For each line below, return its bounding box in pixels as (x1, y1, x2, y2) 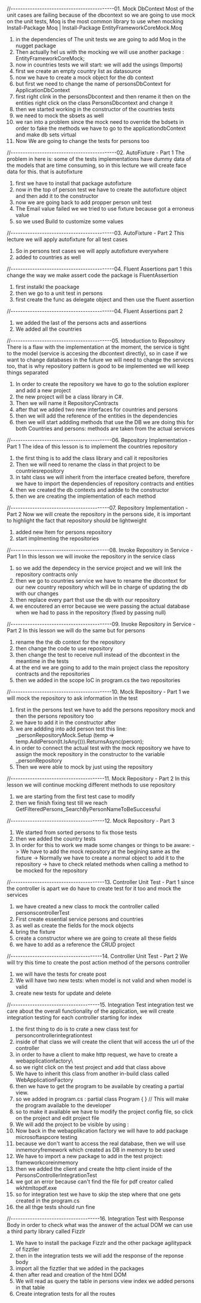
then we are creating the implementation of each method (15, 493, 156, 500)
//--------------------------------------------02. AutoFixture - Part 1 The (7, 149, 185, 156)
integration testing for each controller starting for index (7, 1014, 142, 1021)
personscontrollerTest (15, 909, 70, 916)
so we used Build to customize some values (15, 218, 124, 225)
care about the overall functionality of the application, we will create (7, 1007, 174, 1015)
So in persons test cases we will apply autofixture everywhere (15, 248, 169, 254)
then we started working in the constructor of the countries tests (15, 106, 175, 112)
